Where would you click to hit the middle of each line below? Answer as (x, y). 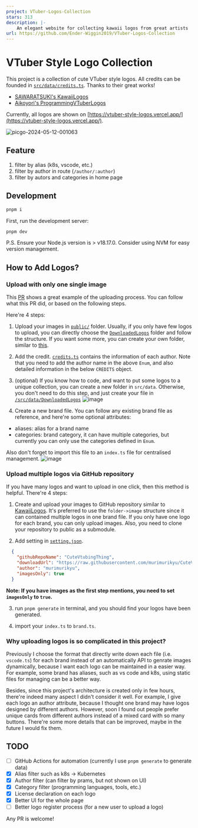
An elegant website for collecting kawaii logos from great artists (103, 28)
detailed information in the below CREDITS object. (73, 369)
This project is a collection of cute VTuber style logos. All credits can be (93, 79)
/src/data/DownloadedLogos (48, 400)
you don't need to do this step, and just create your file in (84, 393)
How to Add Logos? (43, 267)
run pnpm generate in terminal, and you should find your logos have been (103, 608)
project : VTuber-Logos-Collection (49, 11)
